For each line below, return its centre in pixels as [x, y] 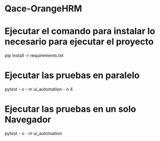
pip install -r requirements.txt [34, 55]
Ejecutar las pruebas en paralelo [72, 75]
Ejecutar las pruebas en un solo [70, 109]
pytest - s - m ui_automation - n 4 [39, 89]
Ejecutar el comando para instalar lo [80, 31]
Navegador [28, 120]
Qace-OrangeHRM [43, 9]
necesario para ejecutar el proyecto [79, 42]
